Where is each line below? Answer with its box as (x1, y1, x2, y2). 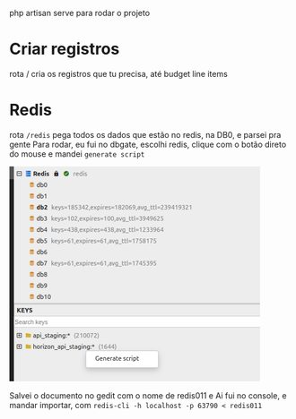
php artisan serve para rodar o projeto (9, 8, 151, 18)
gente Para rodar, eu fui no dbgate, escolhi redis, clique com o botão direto (9, 139, 287, 150)
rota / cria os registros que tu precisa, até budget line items (9, 68, 229, 79)
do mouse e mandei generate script (9, 148, 145, 159)
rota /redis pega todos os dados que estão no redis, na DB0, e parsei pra (9, 129, 282, 140)
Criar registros (9, 39, 120, 59)
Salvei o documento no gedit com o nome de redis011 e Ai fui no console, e (9, 389, 287, 401)
